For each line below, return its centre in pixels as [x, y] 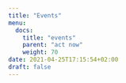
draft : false [30, 67]
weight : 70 [40, 52]
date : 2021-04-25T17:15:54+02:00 [63, 60]
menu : [17, 23]
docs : [25, 30]
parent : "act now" [53, 45]
